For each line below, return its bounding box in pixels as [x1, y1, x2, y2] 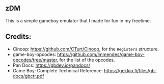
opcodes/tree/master [12, 57, 57, 63]
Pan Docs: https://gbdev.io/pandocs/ [12, 62, 91, 68]
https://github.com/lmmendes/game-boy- [57, 51, 145, 58]
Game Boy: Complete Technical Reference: [12, 67, 103, 73]
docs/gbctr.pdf [12, 73, 44, 79]
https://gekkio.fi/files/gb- [104, 67, 157, 73]
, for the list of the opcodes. [57, 57, 115, 63]
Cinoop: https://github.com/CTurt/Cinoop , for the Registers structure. [12, 46, 159, 52]
